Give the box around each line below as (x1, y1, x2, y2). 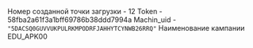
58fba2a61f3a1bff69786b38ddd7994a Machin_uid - (7, 15, 176, 24)
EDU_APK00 (7, 31, 48, 41)
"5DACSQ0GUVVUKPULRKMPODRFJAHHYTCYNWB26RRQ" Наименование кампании (7, 24, 245, 32)
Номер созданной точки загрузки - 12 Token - (7, 7, 163, 16)
